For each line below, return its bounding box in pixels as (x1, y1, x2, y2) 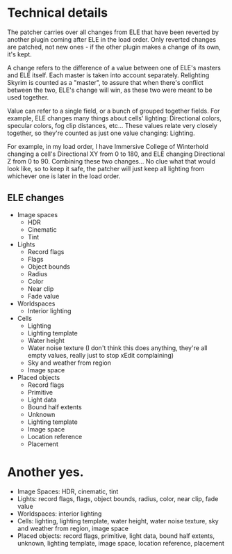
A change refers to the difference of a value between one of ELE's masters (7, 63, 221, 72)
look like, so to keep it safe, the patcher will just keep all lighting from (7, 164, 205, 173)
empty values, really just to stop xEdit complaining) (27, 351, 174, 359)
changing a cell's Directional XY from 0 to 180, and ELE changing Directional (7, 150, 226, 158)
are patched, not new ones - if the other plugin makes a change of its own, (7, 42, 221, 51)
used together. (7, 93, 49, 102)
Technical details (7, 5, 108, 21)
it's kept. (7, 50, 33, 58)
